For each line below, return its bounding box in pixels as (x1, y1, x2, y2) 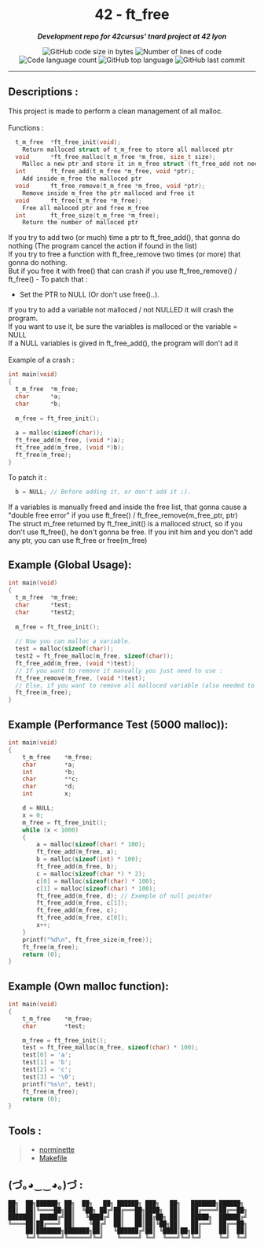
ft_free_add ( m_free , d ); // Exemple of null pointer (36, 891, 213, 900)
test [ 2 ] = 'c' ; (22, 1066, 72, 1074)
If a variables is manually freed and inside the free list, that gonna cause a (8, 502, 247, 511)
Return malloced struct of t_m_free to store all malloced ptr (22, 146, 234, 153)
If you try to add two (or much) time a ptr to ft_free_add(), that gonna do (8, 233, 240, 242)
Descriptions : (8, 85, 79, 99)
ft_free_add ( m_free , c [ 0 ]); (36, 914, 128, 922)
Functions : (8, 123, 45, 132)
